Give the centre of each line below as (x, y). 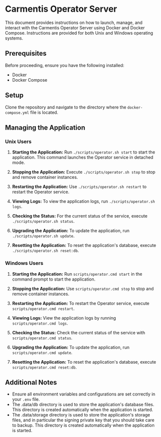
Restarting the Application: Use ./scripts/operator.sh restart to (79, 187)
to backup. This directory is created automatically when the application (83, 425)
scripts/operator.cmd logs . (40, 323)
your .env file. (26, 399)
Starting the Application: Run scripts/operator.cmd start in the (77, 274)
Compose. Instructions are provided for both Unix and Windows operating (79, 33)
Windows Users (24, 263)
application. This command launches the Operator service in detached (83, 157)
